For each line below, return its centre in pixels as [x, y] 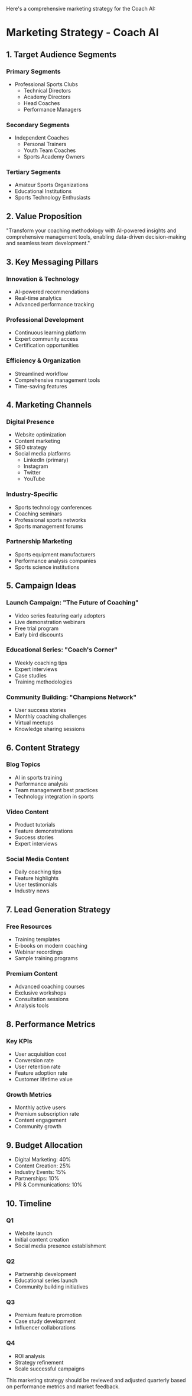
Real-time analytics [38, 298]
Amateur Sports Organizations [51, 185]
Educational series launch [46, 1281]
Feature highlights [37, 878]
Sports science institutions [47, 567]
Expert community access [46, 339]
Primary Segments [33, 71]
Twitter [32, 473]
